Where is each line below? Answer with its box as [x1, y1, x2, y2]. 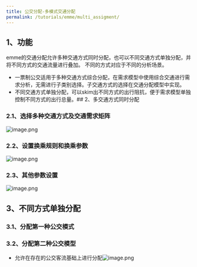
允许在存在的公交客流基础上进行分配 [14, 254, 103, 261]
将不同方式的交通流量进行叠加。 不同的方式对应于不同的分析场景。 [6, 61, 168, 68]
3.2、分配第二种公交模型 [6, 239, 76, 248]
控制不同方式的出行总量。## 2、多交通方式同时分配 [14, 96, 140, 103]
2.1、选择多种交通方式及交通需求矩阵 [6, 112, 111, 121]
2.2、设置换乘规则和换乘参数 [6, 142, 88, 150]
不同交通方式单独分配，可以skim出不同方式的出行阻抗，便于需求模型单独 [14, 89, 191, 96]
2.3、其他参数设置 [6, 171, 58, 179]
